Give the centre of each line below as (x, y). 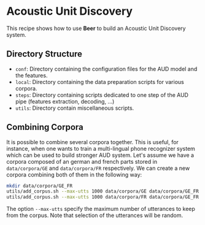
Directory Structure (44, 54)
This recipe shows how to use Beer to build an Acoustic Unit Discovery (96, 28)
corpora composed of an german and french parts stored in (82, 161)
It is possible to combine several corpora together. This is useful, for (93, 142)
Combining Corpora (45, 127)
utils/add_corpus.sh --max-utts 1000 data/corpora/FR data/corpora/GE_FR (103, 197)
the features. (31, 75)
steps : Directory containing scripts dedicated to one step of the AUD (102, 95)
